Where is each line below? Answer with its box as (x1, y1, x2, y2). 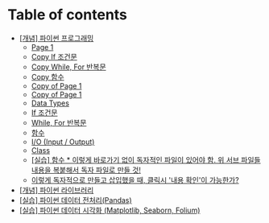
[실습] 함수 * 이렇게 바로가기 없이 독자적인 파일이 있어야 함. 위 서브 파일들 (31, 155, 261, 164)
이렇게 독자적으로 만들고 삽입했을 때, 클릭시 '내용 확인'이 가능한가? (31, 175, 239, 184)
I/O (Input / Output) (31, 137, 95, 147)
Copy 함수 (31, 72, 65, 81)
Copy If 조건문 (31, 52, 77, 61)
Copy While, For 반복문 (31, 62, 106, 72)
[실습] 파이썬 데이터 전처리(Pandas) (19, 195, 132, 204)
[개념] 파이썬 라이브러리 (19, 185, 94, 195)
